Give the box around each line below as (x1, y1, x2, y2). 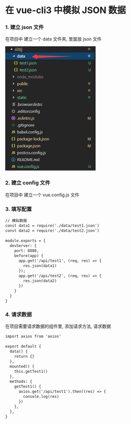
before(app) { (14, 253, 43, 258)
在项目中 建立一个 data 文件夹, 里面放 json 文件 (5, 36, 102, 42)
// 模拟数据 (5, 218, 27, 223)
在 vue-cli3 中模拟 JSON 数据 (5, 5, 126, 16)
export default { (5, 344, 41, 349)
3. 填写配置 (5, 205, 32, 212)
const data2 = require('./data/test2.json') (5, 228, 99, 233)
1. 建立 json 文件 (5, 24, 44, 31)
